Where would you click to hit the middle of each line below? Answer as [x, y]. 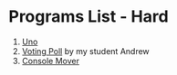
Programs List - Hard [89, 17]
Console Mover [50, 61]
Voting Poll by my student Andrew [85, 51]
